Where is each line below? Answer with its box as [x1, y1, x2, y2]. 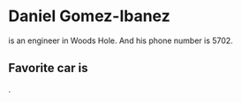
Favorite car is [8, 61, 88, 76]
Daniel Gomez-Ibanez [8, 6, 171, 26]
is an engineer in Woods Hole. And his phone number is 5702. [8, 35, 233, 46]
